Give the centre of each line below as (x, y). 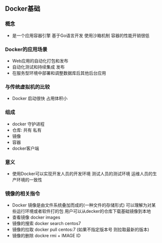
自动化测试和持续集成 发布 (38, 67)
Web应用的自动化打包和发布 (40, 61)
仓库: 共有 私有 (27, 130)
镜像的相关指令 (23, 193)
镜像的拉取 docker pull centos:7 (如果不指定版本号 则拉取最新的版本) (81, 230)
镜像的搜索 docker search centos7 (46, 223)
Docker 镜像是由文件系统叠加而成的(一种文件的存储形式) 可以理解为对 (82, 205)
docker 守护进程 (28, 124)
